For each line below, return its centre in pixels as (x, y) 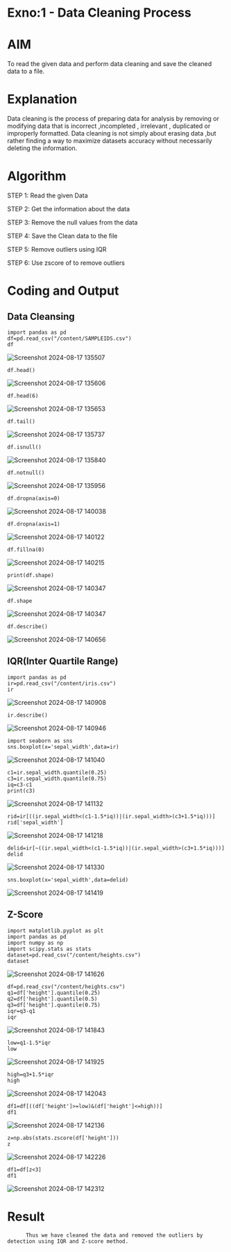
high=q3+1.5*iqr (31, 1074)
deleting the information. (42, 148)
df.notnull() (26, 473)
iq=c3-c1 (20, 784)
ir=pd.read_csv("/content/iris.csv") (62, 683)
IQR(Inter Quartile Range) (63, 661)
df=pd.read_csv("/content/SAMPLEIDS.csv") (69, 339)
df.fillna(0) (26, 550)
